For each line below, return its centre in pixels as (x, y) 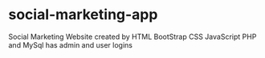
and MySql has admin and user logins (70, 44)
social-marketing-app (83, 15)
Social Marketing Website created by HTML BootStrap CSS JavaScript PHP (132, 37)
